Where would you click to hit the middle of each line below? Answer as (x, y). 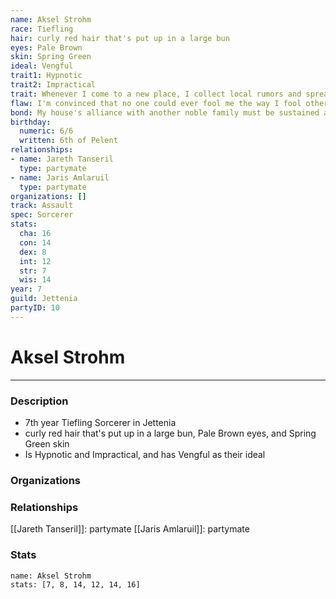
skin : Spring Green (51, 57)
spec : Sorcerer (42, 215)
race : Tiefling (42, 29)
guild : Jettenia (44, 299)
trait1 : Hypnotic (46, 76)
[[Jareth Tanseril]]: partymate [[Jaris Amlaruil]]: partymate (130, 529)
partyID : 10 (35, 308)
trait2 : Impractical (53, 85)
